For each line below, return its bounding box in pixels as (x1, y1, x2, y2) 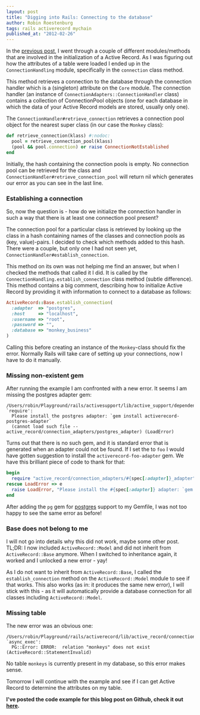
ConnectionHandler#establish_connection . (6, 251, 110, 258)
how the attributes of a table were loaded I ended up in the (6, 60, 150, 67)
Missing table (6, 609, 46, 617)
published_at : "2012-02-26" (6, 31, 76, 37)
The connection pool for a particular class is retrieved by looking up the (6, 225, 182, 233)
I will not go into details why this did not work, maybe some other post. (6, 538, 180, 545)
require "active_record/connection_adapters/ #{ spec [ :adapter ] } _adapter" (11, 475, 196, 481)
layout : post (6, 8, 39, 15)
